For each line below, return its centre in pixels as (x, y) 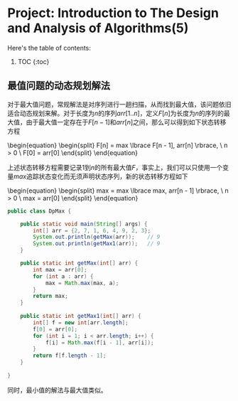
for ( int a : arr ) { (63, 276)
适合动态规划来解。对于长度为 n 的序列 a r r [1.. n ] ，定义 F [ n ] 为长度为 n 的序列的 (115, 113)
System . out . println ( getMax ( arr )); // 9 (97, 237)
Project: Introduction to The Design (113, 13)
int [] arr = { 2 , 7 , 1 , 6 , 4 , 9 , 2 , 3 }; (92, 230)
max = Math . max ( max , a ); (82, 283)
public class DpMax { (39, 211)
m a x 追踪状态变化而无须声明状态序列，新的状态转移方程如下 (101, 176)
